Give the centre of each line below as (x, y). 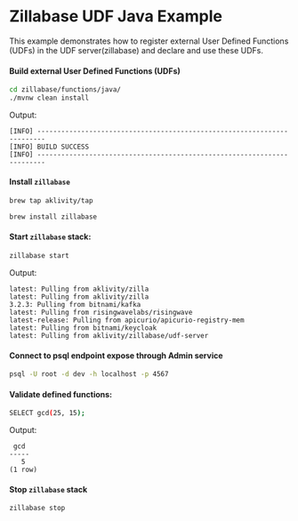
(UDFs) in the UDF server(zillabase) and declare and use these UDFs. (137, 50)
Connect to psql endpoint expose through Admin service (117, 355)
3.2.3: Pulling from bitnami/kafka (75, 304)
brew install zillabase (53, 216)
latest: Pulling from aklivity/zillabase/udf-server (109, 335)
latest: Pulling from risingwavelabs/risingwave (101, 312)
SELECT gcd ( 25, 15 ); (48, 413)
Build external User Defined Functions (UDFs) (95, 71)
